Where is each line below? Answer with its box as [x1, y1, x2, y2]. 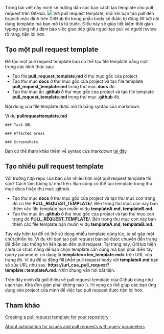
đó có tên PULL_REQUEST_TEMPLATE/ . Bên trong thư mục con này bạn [12, 200, 158, 206]
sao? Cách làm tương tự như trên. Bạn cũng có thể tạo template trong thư [5, 180, 153, 186]
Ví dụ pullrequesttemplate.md [5, 113, 67, 119]
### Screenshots [5, 140, 38, 144]
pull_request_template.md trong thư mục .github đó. [12, 94, 121, 100]
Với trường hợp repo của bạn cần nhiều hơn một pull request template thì [5, 175, 152, 181]
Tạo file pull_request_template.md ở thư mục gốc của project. [12, 73, 139, 79]
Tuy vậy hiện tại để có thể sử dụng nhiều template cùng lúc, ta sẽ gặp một [5, 231, 155, 237]
